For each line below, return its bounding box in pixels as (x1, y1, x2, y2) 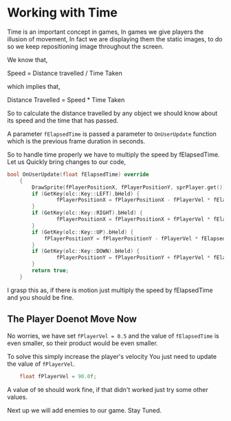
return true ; (32, 267, 69, 274)
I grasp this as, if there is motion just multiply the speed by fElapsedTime (7, 286, 213, 294)
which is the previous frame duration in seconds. (7, 136, 146, 145)
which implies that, (7, 82, 60, 90)
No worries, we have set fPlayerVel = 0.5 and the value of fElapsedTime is (7, 331, 219, 340)
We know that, (7, 55, 48, 63)
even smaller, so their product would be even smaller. (7, 339, 158, 347)
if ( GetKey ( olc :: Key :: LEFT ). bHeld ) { (32, 190, 140, 197)
